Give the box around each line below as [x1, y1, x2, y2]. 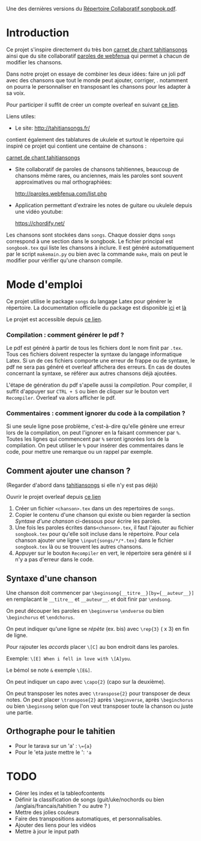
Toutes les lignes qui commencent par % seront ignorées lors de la [6, 435, 169, 443]
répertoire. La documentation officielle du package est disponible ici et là [6, 304, 187, 311]
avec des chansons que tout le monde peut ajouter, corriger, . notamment [6, 76, 188, 83]
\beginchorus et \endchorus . [6, 613, 75, 621]
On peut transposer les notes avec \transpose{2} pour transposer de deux [6, 690, 191, 697]
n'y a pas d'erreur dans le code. [14, 556, 94, 563]
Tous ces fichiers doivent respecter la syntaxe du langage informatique [6, 351, 182, 358]
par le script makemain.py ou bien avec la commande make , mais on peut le [6, 250, 188, 258]
